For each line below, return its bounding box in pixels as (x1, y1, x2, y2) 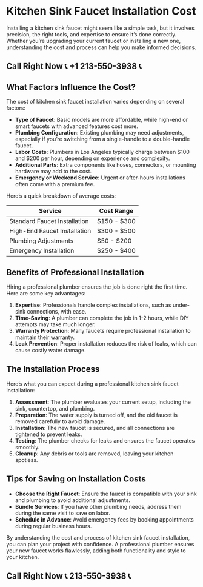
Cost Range (99, 207, 134, 215)
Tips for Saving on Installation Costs (6, 474, 147, 485)
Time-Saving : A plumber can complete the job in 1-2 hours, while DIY (15, 314, 189, 321)
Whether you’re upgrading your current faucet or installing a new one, (6, 37, 181, 44)
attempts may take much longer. (15, 320, 96, 328)
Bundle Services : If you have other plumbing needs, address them (15, 503, 182, 510)
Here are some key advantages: (6, 289, 86, 297)
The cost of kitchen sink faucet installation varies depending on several (6, 98, 185, 106)
